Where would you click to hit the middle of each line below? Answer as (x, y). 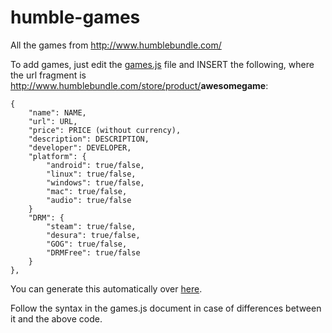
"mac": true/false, (87, 191)
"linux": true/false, (91, 174)
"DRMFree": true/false (93, 252)
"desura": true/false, (93, 235)
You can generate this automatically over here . (106, 288)
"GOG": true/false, (87, 244)
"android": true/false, (95, 165)
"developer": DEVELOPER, (80, 147)
